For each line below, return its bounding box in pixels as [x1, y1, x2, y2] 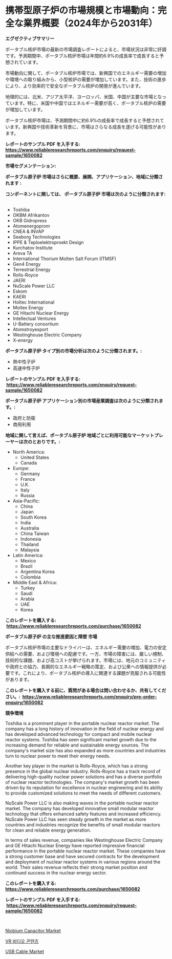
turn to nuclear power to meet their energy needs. [5, 753, 111, 759]
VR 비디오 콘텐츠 [5, 938, 39, 944]
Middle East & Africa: [12, 579, 57, 585]
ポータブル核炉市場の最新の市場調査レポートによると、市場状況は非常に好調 [5, 46, 167, 52]
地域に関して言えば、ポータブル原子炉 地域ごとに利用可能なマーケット [5, 432, 155, 438]
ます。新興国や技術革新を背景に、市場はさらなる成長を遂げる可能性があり [9, 123, 166, 130]
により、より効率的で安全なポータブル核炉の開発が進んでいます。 [5, 82, 143, 89]
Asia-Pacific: [12, 498, 40, 504]
